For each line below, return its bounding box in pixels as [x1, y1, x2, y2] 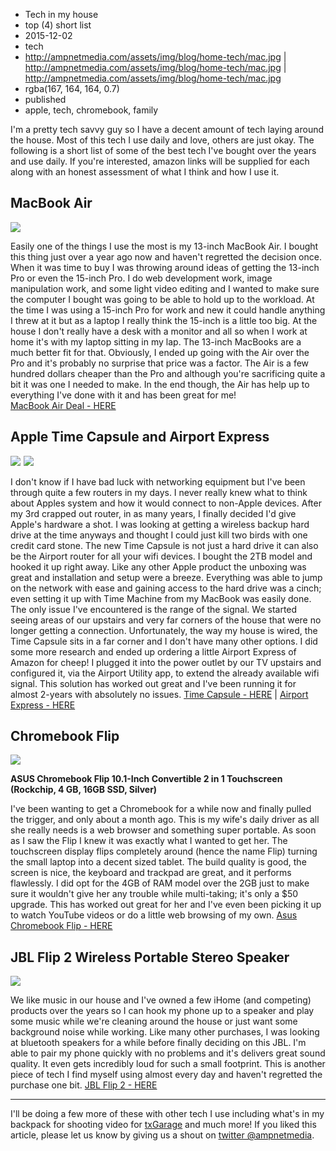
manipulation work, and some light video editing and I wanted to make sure [10, 282, 320, 294]
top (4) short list [24, 19, 92, 31]
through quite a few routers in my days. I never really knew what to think [10, 486, 308, 498]
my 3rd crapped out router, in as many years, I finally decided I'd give [10, 507, 297, 519]
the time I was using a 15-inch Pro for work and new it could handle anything [10, 304, 326, 316]
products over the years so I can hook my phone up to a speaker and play [10, 1005, 315, 1017]
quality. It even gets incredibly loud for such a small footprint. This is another [10, 1058, 326, 1070]
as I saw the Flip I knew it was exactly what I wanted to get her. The [10, 835, 288, 847]
